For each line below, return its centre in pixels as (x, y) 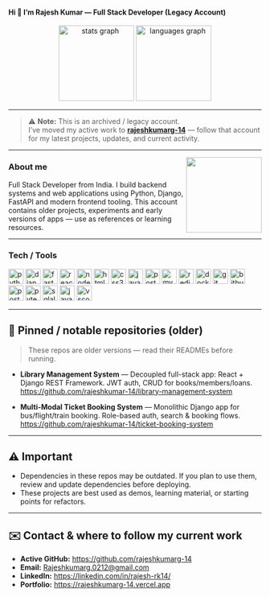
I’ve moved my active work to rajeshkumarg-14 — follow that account (144, 130)
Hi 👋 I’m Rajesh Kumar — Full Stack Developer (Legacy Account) (117, 12)
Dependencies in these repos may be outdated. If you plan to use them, (138, 476)
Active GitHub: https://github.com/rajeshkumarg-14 (106, 559)
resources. (26, 227)
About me (28, 167)
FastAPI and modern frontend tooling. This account (93, 201)
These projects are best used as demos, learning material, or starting (134, 493)
